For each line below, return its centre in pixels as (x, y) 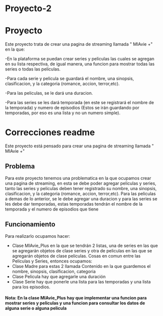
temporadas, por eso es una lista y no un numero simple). (63, 113)
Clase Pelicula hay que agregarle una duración (59, 276)
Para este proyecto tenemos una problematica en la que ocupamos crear (78, 178)
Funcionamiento (30, 224)
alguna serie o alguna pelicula (36, 308)
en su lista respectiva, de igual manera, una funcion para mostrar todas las (80, 64)
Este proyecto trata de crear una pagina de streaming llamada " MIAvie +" (79, 44)
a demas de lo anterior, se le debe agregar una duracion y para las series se (81, 199)
